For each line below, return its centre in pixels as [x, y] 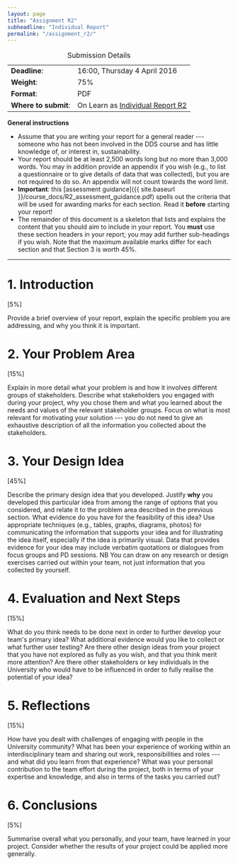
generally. [22, 854]
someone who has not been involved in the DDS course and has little [118, 144]
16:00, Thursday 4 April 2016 [127, 71]
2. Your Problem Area [71, 354]
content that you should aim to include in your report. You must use [116, 227]
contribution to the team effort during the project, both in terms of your [110, 769]
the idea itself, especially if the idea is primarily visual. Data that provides [114, 540]
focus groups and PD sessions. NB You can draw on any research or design [118, 555]
